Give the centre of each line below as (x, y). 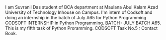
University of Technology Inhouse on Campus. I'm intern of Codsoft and (79, 12)
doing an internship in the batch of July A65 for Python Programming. (76, 18)
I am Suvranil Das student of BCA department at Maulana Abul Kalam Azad (82, 7)
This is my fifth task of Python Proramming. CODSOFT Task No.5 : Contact (82, 28)
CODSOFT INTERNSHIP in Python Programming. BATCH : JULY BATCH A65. (83, 23)
